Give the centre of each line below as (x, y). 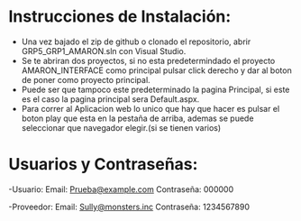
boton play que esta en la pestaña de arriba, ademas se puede (137, 118)
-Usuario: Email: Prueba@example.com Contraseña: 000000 (121, 189)
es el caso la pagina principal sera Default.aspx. (110, 99)
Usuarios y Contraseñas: (103, 165)
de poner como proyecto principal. (86, 79)
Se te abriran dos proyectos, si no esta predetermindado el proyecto (148, 60)
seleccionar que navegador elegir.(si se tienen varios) (121, 127)
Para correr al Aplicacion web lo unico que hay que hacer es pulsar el (150, 108)
